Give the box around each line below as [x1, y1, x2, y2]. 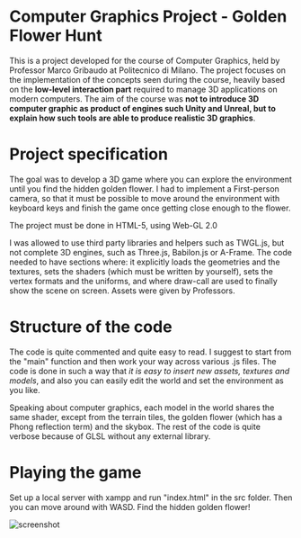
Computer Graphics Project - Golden [9, 6, 288, 27]
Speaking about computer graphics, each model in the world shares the [9, 402, 275, 413]
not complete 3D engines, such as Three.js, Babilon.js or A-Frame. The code [9, 247, 292, 257]
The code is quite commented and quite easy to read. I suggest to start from [9, 346, 292, 357]
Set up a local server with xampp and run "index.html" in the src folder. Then [9, 492, 293, 503]
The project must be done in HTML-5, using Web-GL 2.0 [9, 220, 218, 230]
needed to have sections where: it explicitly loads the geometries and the [9, 256, 280, 267]
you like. [9, 384, 40, 395]
